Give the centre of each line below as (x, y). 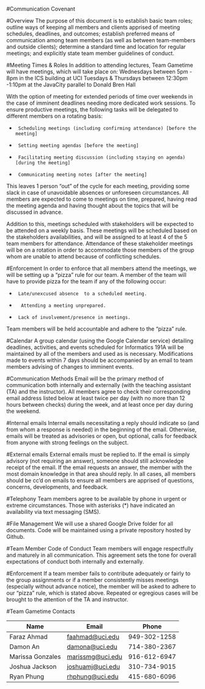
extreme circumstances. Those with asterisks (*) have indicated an (91, 505)
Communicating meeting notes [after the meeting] (83, 175)
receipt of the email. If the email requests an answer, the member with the (99, 467)
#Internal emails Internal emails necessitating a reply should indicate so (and (103, 423)
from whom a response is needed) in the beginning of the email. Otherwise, (102, 429)
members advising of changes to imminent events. (70, 367)
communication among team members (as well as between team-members (101, 40)
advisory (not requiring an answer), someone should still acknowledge (95, 461)
